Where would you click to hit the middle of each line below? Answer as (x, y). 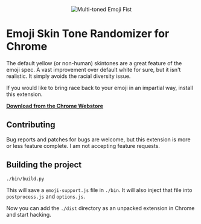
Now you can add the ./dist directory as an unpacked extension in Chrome (101, 208)
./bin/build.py (25, 179)
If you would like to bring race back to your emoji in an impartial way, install (100, 88)
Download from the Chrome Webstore (55, 106)
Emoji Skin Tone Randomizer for (88, 34)
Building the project (44, 165)
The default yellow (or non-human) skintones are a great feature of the (94, 63)
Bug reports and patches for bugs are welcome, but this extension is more (99, 139)
